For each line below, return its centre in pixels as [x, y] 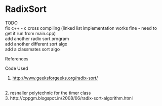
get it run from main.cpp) [30, 33]
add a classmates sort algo [33, 49]
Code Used [17, 68]
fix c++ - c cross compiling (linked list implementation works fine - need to [81, 28]
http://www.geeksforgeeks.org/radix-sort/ [55, 78]
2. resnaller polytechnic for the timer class [48, 93]
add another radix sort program [37, 39]
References [17, 58]
